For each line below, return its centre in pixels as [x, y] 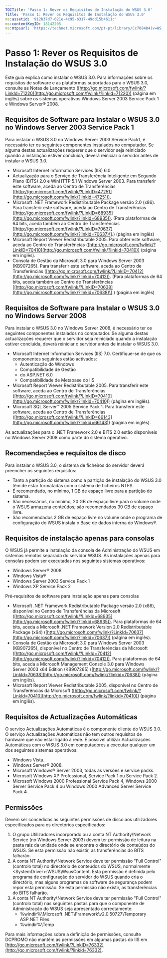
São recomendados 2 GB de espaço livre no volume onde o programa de [87, 517]
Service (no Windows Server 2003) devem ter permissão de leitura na [84, 840]
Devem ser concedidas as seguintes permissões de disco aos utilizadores [81, 819]
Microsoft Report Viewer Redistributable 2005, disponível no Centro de [85, 685]
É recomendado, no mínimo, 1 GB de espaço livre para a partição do [82, 491]
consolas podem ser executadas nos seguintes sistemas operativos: [75, 561]
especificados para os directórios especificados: [55, 825]
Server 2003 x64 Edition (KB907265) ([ [53, 669]
